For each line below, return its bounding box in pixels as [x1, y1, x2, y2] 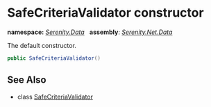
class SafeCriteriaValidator [17, 92, 94, 101]
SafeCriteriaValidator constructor [7, 5, 204, 21]
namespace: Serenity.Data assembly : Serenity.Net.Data [7, 28, 173, 36]
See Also [7, 74, 47, 86]
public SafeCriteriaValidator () [7, 54, 101, 62]
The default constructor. [7, 41, 76, 49]
